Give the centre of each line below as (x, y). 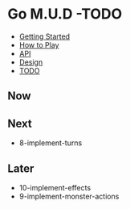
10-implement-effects (55, 187)
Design (31, 62)
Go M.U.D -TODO (65, 14)
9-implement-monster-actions (69, 196)
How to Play (39, 44)
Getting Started (44, 36)
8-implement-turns (51, 143)
